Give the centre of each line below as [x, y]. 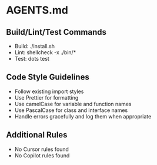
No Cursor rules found [42, 149]
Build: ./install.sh [34, 46]
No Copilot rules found [42, 155]
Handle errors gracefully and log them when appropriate [83, 116]
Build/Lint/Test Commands [56, 32]
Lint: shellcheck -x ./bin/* [45, 52]
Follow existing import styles [49, 91]
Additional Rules [37, 135]
